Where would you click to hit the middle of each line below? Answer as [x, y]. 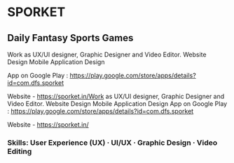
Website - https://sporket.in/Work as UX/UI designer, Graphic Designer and [116, 96]
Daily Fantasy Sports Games [70, 38]
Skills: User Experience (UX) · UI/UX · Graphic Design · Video [112, 142]
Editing [20, 151]
